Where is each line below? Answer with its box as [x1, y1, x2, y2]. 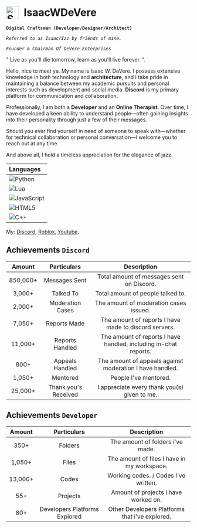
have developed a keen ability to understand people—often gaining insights [6, 110, 189, 117]
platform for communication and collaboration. [6, 92, 118, 99]
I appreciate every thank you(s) [97, 383, 184, 391]
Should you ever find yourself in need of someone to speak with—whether [6, 127, 186, 134]
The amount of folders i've [110, 437, 183, 445]
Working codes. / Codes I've [107, 471, 186, 479]
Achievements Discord [6, 245, 90, 255]
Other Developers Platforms [108, 505, 185, 513]
